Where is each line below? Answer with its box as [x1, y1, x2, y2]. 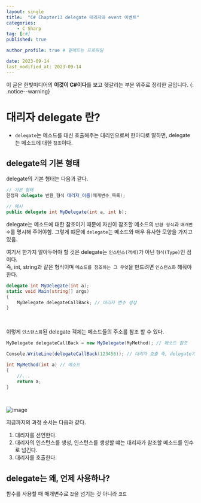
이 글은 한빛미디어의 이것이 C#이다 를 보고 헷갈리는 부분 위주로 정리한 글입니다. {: [6, 81, 194, 88]
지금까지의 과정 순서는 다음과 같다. [6, 419, 86, 426]
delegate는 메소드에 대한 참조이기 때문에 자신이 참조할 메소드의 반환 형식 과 [6, 220, 179, 228]
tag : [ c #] [6, 31, 31, 37]
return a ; [17, 378, 42, 384]
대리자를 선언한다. [14, 432, 57, 439]
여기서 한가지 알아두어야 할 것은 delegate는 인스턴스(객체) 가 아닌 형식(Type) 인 [6, 248, 185, 255]
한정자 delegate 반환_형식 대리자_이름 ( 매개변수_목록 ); [6, 193, 126, 199]
